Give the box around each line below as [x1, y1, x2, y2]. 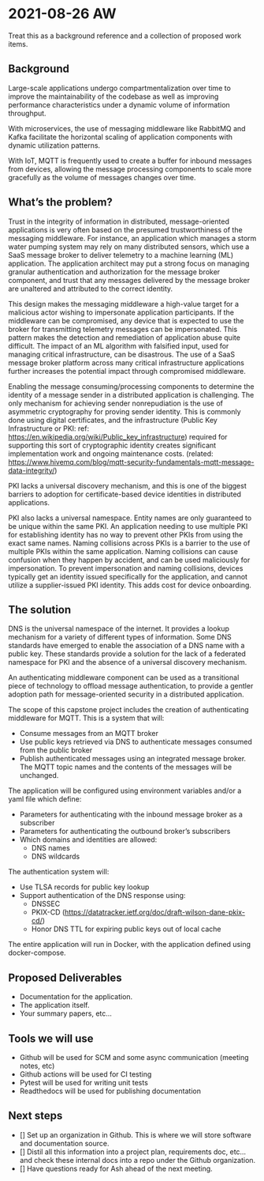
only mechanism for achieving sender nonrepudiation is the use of [8, 398, 223, 408]
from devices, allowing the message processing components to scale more [8, 164, 252, 174]
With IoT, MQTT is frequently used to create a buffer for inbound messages [8, 156, 252, 165]
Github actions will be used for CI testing [19, 1070, 152, 1079]
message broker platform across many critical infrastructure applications [8, 357, 244, 368]
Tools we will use [8, 1032, 94, 1045]
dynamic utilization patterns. [8, 140, 101, 150]
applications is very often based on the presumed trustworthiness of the [8, 225, 243, 234]
